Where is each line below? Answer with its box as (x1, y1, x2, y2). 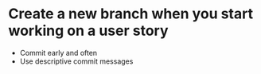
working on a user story (8, 21, 169, 40)
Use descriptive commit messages (19, 56, 134, 66)
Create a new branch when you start (8, 5, 253, 23)
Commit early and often (19, 48, 98, 57)
